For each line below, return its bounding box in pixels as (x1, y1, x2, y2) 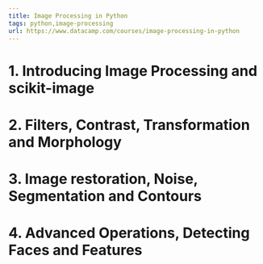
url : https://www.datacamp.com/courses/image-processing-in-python (8, 27, 240, 35)
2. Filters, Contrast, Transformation (8, 115, 250, 134)
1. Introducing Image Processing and (8, 61, 258, 80)
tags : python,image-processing (8, 19, 114, 27)
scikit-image (8, 78, 95, 97)
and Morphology (8, 132, 123, 151)
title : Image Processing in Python (8, 11, 128, 20)
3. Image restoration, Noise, (8, 170, 198, 188)
